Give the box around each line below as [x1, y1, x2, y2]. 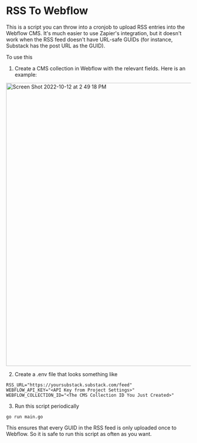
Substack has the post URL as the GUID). [6, 42, 106, 49]
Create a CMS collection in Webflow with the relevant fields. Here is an [14, 64, 186, 71]
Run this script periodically [14, 403, 79, 410]
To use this [6, 53, 33, 60]
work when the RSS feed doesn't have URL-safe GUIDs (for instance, [6, 36, 173, 43]
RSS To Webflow [6, 4, 89, 18]
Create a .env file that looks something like [14, 370, 118, 377]
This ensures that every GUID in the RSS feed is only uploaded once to [6, 424, 177, 431]
